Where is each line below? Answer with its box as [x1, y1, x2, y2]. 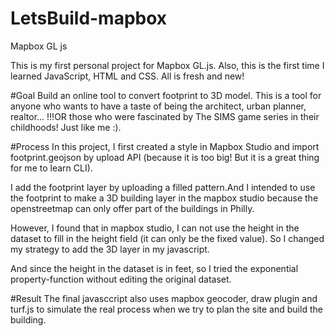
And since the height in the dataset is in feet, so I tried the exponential [10, 262, 299, 274]
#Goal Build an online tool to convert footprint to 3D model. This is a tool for [10, 89, 322, 101]
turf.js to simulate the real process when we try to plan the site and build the [10, 303, 323, 315]
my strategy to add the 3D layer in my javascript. [10, 243, 210, 255]
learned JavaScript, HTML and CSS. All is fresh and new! [10, 70, 245, 82]
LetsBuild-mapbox [10, 7, 168, 30]
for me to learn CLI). [10, 162, 93, 174]
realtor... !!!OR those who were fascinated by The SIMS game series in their [10, 110, 320, 122]
